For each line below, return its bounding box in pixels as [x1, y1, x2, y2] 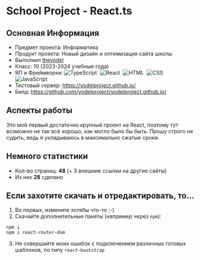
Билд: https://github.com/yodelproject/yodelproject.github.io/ [14, 88, 167, 95]
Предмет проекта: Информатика [14, 44, 99, 51]
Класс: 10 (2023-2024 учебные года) [14, 63, 109, 70]
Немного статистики [6, 151, 88, 162]
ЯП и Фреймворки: [14, 69, 63, 76]
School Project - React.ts [6, 4, 133, 18]
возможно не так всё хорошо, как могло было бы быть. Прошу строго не [6, 127, 193, 135]
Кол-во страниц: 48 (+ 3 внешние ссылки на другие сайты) [14, 167, 167, 174]
